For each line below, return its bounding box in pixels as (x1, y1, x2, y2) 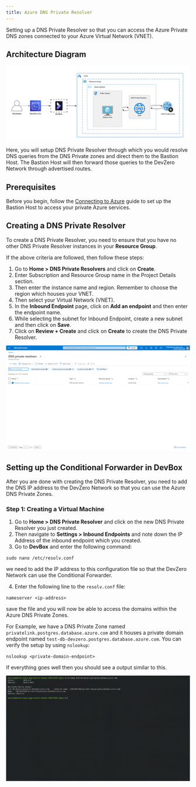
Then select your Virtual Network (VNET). (14, 296, 115, 303)
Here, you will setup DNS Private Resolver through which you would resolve (6, 146, 188, 153)
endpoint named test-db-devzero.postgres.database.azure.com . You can (6, 635, 182, 642)
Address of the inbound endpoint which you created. (14, 537, 142, 544)
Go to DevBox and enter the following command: (14, 543, 132, 550)
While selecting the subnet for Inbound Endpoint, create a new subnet (14, 315, 183, 322)
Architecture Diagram (6, 50, 86, 60)
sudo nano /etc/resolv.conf (6, 555, 75, 562)
